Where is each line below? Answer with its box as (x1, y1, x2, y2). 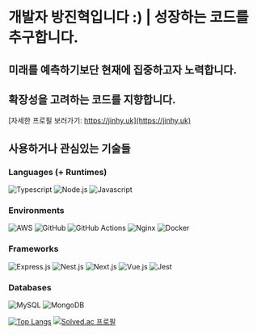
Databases (8, 282, 52, 293)
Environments (8, 205, 65, 215)
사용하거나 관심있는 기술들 (8, 141, 131, 155)
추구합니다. (8, 28, 79, 47)
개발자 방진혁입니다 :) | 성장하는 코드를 (8, 8, 249, 27)
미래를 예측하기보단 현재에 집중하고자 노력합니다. (8, 63, 237, 77)
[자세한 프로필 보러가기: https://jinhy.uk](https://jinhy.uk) (8, 115, 192, 126)
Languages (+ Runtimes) (8, 166, 107, 177)
